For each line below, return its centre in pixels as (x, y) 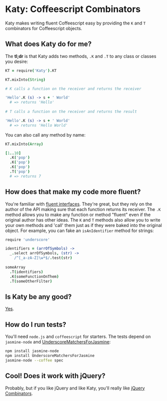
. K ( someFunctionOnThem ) (34, 276)
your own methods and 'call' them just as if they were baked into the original (83, 225)
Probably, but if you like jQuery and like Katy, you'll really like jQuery (75, 388)
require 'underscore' (28, 239)
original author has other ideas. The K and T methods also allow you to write (83, 220)
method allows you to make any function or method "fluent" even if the (78, 214)
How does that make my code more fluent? (73, 192)
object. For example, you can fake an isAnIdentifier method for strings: (80, 230)
